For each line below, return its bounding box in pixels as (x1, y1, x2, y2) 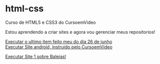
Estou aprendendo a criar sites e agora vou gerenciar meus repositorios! (5, 29, 155, 35)
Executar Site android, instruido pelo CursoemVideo (5, 44, 113, 50)
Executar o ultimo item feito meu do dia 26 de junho (5, 38, 112, 45)
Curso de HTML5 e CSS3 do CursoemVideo (5, 19, 96, 25)
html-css (5, 3, 44, 14)
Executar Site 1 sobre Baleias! (5, 53, 66, 60)
